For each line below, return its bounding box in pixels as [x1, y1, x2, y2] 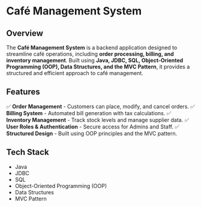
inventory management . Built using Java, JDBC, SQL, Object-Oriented [6, 57, 184, 64]
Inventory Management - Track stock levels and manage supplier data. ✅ [6, 116, 190, 124]
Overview [6, 28, 44, 38]
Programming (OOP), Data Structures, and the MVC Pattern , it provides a [6, 63, 190, 70]
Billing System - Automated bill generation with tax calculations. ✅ [6, 109, 172, 116]
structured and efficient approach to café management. [6, 70, 144, 76]
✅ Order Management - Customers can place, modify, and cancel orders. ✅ [6, 103, 195, 110]
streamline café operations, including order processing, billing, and [6, 50, 174, 58]
